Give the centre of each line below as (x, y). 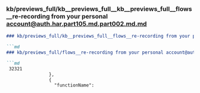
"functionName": (74, 85)
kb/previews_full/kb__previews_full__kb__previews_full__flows (99, 9)
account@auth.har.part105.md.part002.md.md (76, 24)
